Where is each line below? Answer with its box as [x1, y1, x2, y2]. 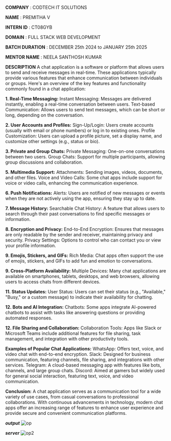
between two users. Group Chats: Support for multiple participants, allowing [5, 154, 165, 159]
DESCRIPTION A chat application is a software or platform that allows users [5, 64, 164, 70]
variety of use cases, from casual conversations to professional [5, 394, 139, 399]
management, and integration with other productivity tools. [5, 336, 129, 342]
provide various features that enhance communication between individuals [5, 75, 162, 81]
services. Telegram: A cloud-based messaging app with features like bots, [5, 362, 162, 368]
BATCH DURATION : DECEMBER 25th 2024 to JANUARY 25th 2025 [5, 44, 148, 50]
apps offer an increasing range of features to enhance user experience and [5, 405, 163, 411]
